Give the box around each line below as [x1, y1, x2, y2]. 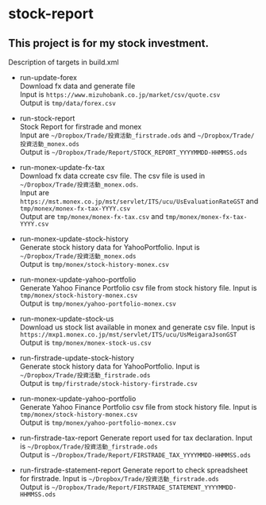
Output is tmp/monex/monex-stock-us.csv [19, 338, 152, 347]
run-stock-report [19, 114, 75, 123]
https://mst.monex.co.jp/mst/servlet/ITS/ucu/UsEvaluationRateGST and [19, 196, 259, 206]
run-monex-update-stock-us [19, 314, 114, 323]
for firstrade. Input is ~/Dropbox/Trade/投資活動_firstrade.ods [19, 474, 220, 483]
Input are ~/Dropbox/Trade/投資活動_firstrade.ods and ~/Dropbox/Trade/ [19, 130, 255, 140]
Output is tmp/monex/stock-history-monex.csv [19, 260, 169, 268]
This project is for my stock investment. [8, 37, 209, 50]
